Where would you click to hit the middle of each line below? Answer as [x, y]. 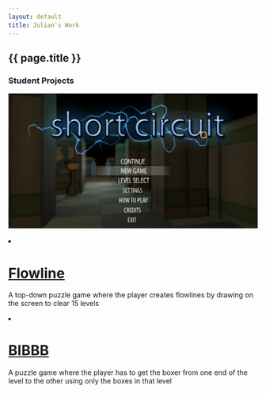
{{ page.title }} [45, 58]
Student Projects [41, 81]
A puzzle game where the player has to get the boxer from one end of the [128, 372]
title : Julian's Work [44, 25]
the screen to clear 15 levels [54, 304]
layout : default [35, 17]
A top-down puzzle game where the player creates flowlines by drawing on [131, 295]
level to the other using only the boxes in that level [90, 381]
